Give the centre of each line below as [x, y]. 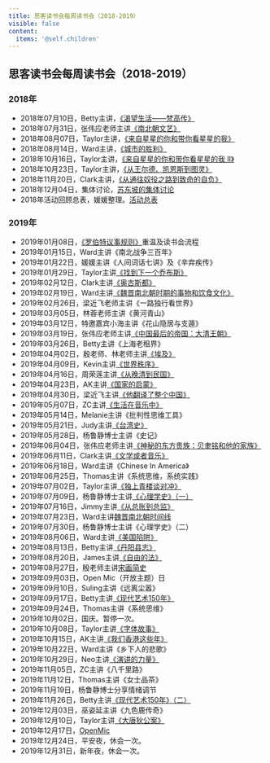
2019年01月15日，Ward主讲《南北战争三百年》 [98, 252]
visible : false [34, 24]
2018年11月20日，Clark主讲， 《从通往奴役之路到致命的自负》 [121, 179]
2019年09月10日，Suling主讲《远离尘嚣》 [90, 588]
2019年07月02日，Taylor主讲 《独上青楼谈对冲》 [101, 486]
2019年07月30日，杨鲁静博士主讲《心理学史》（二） [107, 527]
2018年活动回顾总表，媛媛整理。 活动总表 [89, 200]
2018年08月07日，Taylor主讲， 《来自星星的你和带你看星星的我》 [128, 138]
